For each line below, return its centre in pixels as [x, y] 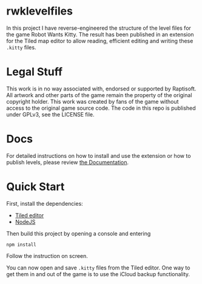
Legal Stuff [34, 72]
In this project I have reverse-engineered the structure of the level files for [99, 28]
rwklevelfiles [39, 11]
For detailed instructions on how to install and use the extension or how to [99, 155]
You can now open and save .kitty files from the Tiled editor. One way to [98, 268]
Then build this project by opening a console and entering [79, 233]
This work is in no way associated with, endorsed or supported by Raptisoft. [101, 89]
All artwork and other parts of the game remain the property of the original [99, 95]
